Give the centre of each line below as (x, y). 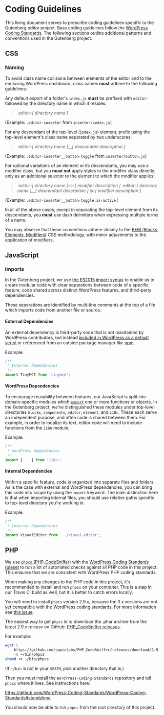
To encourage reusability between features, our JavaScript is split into (76, 397)
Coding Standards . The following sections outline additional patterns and (78, 33)
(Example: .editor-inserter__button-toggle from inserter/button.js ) (76, 156)
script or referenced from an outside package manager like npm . (70, 343)
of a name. (16, 220)
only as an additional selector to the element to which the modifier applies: (80, 176)
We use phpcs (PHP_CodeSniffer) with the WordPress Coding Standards (77, 562)
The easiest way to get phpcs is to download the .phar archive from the (76, 622)
